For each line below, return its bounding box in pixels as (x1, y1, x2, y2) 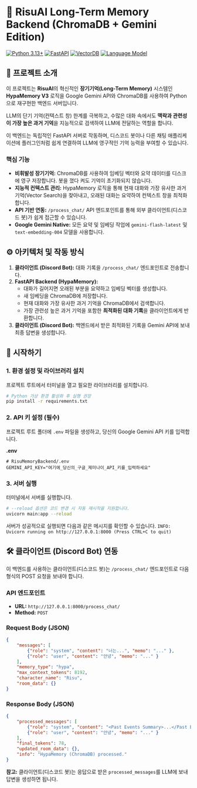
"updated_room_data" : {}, (16, 746, 80, 752)
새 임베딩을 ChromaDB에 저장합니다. (23, 292, 108, 299)
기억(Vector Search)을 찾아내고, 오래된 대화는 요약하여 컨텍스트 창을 (14, 192, 172, 199)
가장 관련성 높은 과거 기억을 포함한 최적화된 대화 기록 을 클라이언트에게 (23, 307, 183, 314)
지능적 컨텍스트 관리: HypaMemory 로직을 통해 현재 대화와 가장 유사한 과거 (14, 184, 186, 191)
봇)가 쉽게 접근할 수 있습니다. (21, 214, 87, 221)
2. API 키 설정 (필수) (6, 413, 60, 422)
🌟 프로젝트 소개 (6, 68, 57, 78)
